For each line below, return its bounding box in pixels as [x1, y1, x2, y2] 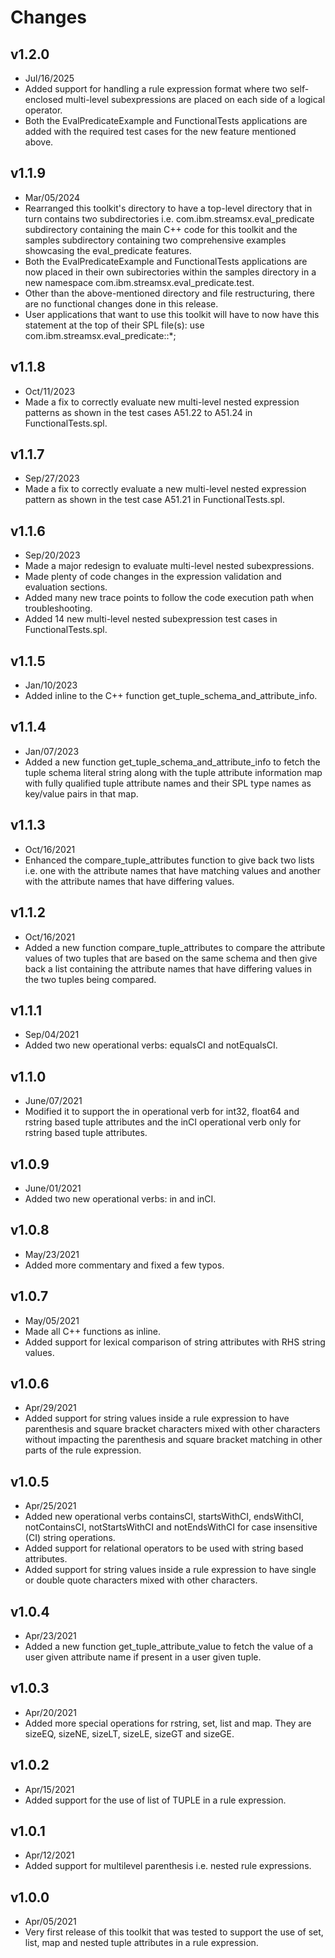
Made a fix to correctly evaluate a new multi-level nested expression [24, 483, 307, 495]
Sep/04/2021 [24, 1029, 80, 1041]
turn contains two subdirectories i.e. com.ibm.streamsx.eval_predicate [24, 212, 315, 225]
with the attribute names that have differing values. [24, 875, 235, 887]
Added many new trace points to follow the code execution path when [24, 592, 315, 604]
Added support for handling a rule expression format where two [24, 83, 288, 95]
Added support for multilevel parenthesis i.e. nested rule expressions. [24, 1860, 312, 1872]
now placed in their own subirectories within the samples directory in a [24, 266, 317, 278]
